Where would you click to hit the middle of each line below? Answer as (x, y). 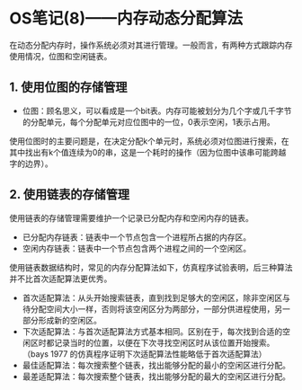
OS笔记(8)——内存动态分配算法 (126, 18)
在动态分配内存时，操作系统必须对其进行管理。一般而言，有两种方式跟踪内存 (151, 45)
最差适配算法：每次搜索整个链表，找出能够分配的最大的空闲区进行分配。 (156, 376)
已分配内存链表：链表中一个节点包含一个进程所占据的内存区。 (137, 237)
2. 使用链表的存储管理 (70, 195)
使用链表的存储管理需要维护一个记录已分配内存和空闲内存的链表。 (131, 217)
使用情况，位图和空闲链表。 (61, 56)
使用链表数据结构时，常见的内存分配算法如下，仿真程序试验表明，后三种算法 (151, 267)
